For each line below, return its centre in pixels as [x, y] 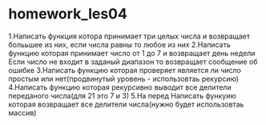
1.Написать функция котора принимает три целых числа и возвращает [129, 36]
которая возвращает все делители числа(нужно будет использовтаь [126, 104]
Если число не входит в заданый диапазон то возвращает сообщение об [133, 62]
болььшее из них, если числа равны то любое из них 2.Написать [119, 44]
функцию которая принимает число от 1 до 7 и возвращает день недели [132, 53]
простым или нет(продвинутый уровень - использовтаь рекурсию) [123, 79]
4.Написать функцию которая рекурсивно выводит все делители [120, 87]
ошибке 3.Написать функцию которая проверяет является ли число [125, 70]
